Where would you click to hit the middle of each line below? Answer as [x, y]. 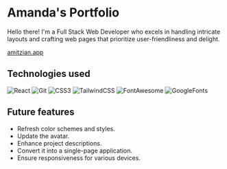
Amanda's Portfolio [63, 13]
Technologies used [49, 74]
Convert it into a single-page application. [74, 150]
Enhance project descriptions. [59, 143]
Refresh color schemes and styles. [66, 128]
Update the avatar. [43, 136]
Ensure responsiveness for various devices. [79, 158]
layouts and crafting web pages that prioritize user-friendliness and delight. [113, 38]
